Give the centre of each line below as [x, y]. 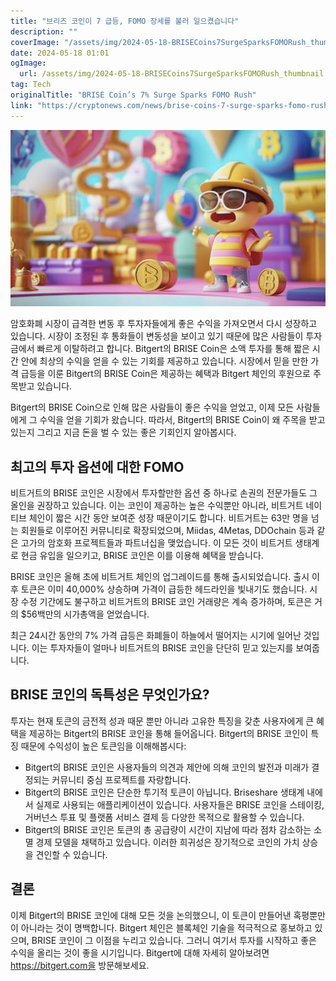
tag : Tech [31, 85]
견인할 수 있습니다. [71, 854]
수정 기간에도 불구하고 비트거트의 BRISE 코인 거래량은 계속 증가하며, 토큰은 [166, 601]
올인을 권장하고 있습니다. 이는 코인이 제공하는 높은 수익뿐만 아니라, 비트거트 [157, 505]
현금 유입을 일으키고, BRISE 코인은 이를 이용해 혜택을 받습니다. [142, 555]
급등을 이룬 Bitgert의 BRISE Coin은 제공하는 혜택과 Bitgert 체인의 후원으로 [165, 374]
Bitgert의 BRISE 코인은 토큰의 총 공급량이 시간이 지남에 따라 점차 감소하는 [168, 829]
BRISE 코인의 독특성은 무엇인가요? [110, 695]
